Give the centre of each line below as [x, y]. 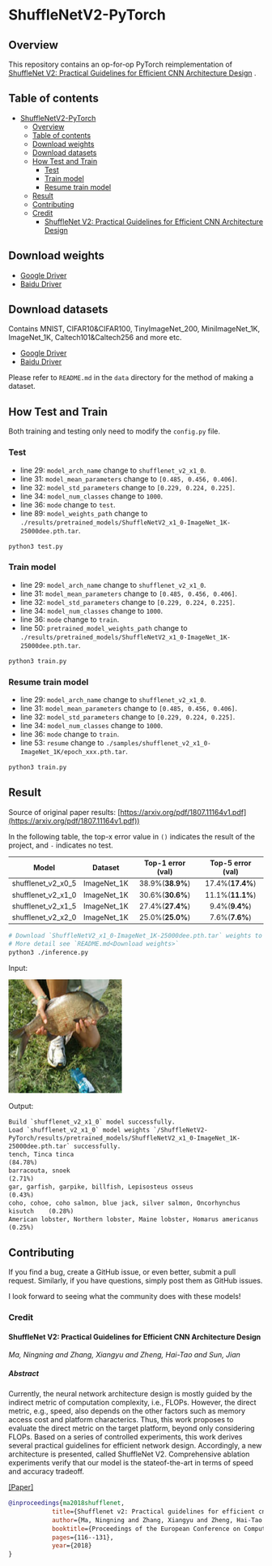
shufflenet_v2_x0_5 [44, 883]
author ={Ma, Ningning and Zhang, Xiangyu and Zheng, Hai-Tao [157, 1520]
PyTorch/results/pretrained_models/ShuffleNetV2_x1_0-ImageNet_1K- [125, 1138]
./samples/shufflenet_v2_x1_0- [159, 743]
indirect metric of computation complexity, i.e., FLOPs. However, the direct [132, 1403]
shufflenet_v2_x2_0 [44, 917]
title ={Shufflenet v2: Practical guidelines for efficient [153, 1512]
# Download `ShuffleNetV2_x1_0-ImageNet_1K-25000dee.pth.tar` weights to [136, 935]
